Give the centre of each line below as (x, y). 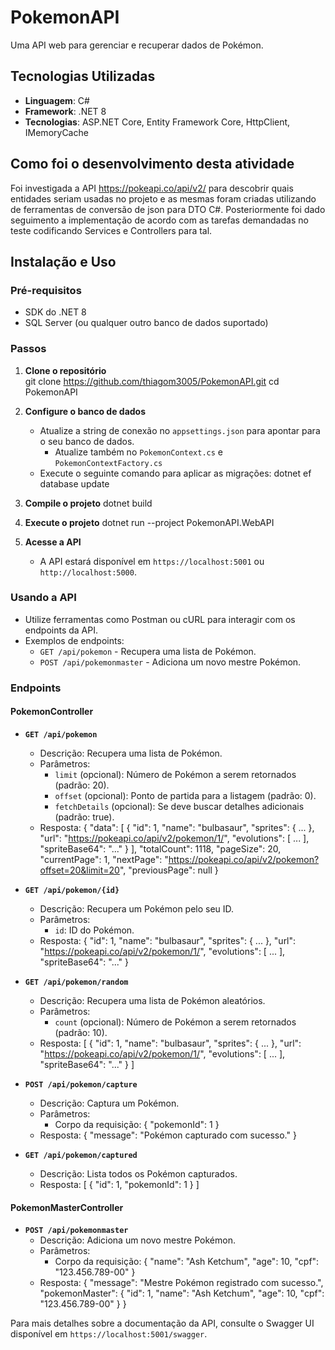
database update (74, 483)
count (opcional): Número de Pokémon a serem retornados (175, 1022)
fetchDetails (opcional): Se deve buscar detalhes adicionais (179, 806)
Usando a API (43, 598)
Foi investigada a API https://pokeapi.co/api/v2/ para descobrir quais (152, 188)
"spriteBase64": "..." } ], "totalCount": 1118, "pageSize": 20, (160, 848)
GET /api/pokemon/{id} (72, 890)
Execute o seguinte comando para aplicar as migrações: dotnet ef (175, 473)
